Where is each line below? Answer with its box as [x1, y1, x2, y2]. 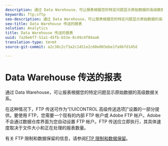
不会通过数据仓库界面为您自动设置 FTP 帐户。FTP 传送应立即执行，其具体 [5, 118, 157, 125]
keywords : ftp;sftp [5, 12, 46, 17]
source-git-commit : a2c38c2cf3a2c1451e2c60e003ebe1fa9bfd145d [5, 44, 137, 49]
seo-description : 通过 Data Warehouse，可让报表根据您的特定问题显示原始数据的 [5, 16, 159, 21]
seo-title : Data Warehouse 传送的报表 [5, 21, 82, 26]
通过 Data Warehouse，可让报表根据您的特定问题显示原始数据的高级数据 [5, 89, 154, 95]
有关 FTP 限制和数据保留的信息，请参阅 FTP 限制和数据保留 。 [5, 135, 131, 141]
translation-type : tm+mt [5, 40, 57, 45]
